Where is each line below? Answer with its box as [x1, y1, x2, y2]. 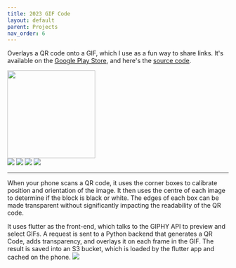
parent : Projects [7, 23, 58, 30]
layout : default [7, 17, 55, 24]
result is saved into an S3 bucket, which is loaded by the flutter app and [7, 245, 215, 253]
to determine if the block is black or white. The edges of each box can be [7, 194, 219, 202]
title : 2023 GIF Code [7, 10, 71, 18]
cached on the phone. [7, 253, 72, 262]
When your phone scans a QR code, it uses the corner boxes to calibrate [7, 179, 218, 187]
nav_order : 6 [7, 29, 46, 37]
